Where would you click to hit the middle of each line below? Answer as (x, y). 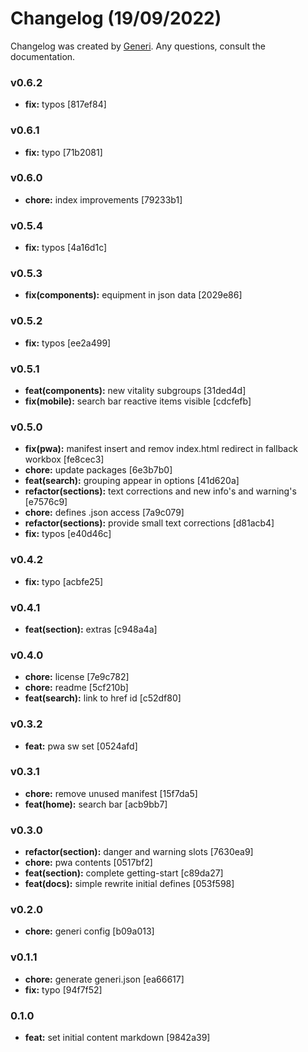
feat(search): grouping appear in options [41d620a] (132, 481)
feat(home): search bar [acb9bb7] (96, 804)
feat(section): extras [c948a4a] (91, 629)
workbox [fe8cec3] (64, 459)
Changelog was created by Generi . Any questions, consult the (138, 46)
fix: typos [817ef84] (65, 104)
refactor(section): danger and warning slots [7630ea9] (139, 852)
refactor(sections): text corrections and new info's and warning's (160, 491)
